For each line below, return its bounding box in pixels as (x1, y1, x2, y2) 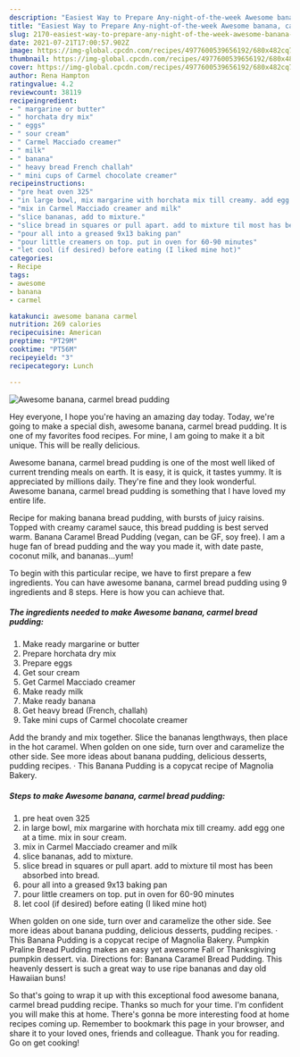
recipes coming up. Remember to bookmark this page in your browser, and (9, 1019, 285, 1029)
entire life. (9, 495, 46, 506)
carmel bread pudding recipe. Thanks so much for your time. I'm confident (9, 1000, 284, 1011)
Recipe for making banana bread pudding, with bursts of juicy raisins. (9, 512, 265, 523)
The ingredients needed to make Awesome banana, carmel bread (9, 607, 258, 617)
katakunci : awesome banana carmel (9, 312, 138, 321)
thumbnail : (9, 55, 50, 63)
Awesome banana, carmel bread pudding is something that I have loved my (9, 485, 286, 496)
